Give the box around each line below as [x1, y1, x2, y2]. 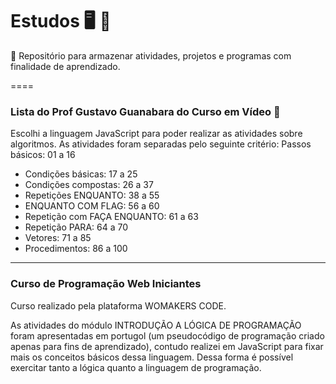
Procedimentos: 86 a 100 [24, 243, 128, 255]
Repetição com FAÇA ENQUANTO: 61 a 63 [24, 211, 199, 223]
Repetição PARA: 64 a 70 [24, 221, 129, 233]
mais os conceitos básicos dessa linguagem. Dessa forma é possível [10, 351, 294, 363]
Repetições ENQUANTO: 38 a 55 [24, 189, 160, 202]
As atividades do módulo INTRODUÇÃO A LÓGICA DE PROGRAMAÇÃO [10, 319, 302, 331]
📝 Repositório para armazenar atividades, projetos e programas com [10, 49, 292, 62]
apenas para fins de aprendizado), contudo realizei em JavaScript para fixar [10, 340, 324, 352]
